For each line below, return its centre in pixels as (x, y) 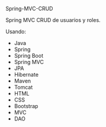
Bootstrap (26, 106)
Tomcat (23, 87)
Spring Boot (29, 55)
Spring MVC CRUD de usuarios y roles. (53, 20)
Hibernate (26, 74)
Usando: (16, 31)
